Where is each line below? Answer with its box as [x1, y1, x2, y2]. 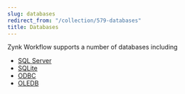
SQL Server [17, 57, 52, 65]
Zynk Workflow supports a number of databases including [7, 43, 178, 52]
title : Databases [7, 23, 59, 30]
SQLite [17, 64, 38, 73]
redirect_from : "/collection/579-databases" [7, 17, 142, 24]
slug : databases [7, 10, 55, 18]
